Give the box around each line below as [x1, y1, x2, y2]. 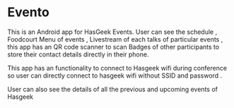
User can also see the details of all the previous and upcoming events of [7, 85, 218, 93]
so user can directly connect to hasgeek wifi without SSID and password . [7, 71, 223, 80]
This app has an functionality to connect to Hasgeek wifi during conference [7, 64, 228, 72]
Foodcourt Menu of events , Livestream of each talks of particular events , [7, 35, 223, 43]
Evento [7, 4, 49, 20]
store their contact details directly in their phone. [7, 50, 149, 59]
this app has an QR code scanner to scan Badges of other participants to [7, 42, 220, 51]
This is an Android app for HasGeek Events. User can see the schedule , [7, 28, 218, 36]
